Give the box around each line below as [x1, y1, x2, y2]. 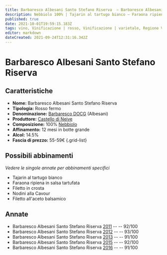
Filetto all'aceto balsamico [12, 195, 66, 202]
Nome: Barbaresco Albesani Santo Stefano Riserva [12, 100, 117, 106]
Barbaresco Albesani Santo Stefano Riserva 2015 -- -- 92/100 [12, 239, 139, 245]
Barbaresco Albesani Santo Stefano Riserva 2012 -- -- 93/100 [12, 229, 139, 235]
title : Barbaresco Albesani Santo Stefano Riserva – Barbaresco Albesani [5, 7, 164, 12]
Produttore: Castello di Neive [12, 116, 73, 122]
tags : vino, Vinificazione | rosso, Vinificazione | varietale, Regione [5, 26, 159, 31]
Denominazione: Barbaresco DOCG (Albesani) [12, 111, 108, 117]
